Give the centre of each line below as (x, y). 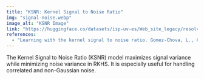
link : (13, 29)
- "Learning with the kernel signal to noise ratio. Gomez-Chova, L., (103, 40)
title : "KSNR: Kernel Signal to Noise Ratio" (65, 12)
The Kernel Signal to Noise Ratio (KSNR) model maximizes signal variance (99, 57)
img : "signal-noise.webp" (39, 18)
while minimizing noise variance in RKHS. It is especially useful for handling (101, 64)
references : (21, 35)
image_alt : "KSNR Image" (38, 23)
